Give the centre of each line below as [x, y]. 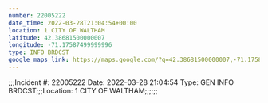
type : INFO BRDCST [39, 52]
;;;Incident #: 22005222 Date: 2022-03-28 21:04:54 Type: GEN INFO [121, 82]
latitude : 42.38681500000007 [57, 38]
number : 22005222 [37, 15]
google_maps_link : [39, 60]
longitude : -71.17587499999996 [60, 45]
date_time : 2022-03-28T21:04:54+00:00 [73, 23]
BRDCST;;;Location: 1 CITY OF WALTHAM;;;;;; [83, 90]
